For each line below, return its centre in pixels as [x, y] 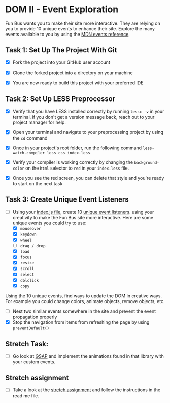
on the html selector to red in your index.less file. [77, 168]
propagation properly [35, 317]
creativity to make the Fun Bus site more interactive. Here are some [83, 217]
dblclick [29, 280]
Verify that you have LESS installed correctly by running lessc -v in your [88, 111]
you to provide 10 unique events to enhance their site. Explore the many [80, 28]
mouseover [31, 229]
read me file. [26, 396]
